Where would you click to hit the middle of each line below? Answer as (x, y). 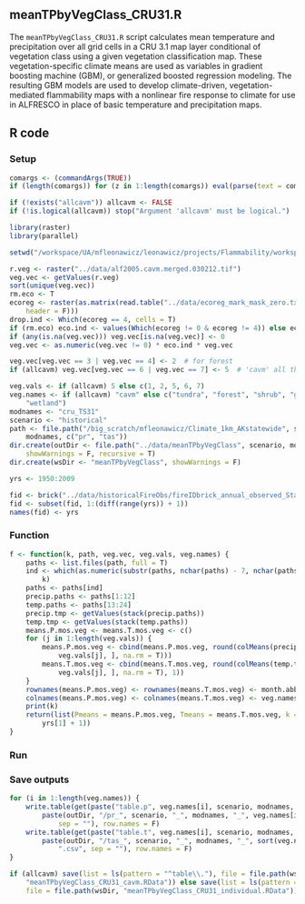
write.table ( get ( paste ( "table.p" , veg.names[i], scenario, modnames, (160, 807)
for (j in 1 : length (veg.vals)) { (89, 639)
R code (30, 133)
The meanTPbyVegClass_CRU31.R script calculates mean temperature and (142, 36)
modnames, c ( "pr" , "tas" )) (77, 437)
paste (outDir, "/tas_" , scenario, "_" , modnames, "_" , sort (158, 840)
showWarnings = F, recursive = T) (91, 454)
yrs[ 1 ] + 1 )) (67, 723)
